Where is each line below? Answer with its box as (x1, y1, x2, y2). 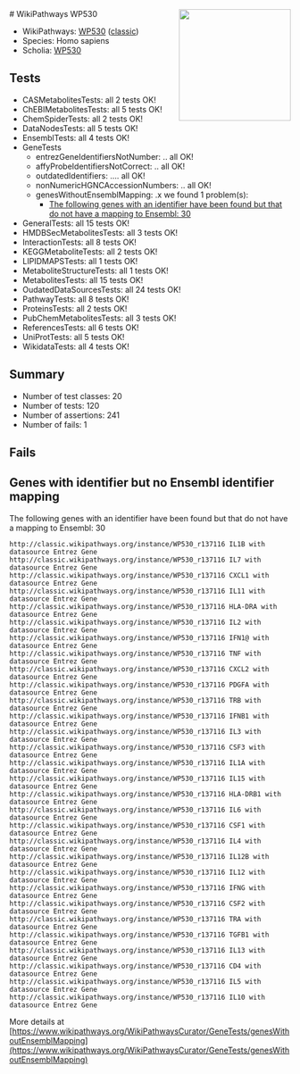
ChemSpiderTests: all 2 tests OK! (21, 113, 144, 124)
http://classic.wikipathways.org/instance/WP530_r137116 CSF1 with (9, 820, 266, 829)
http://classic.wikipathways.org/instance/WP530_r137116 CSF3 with (9, 743, 266, 752)
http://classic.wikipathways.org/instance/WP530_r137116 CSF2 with (9, 899, 266, 908)
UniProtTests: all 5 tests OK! (21, 331, 125, 342)
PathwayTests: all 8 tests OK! (21, 294, 129, 304)
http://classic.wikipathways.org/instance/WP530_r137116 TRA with (9, 914, 262, 923)
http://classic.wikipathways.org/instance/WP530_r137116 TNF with (9, 649, 262, 658)
